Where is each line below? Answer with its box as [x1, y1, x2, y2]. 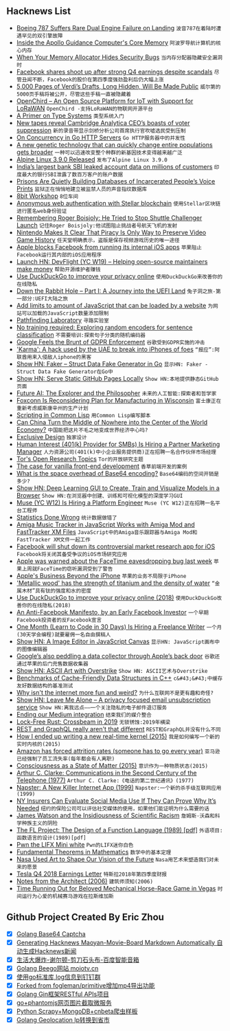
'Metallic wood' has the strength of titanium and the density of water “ [16, 579, 216, 587]
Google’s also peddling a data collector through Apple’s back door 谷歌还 [16, 652, 220, 660]
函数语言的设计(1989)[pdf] [16, 834, 87, 841]
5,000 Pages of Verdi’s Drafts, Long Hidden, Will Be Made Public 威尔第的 [16, 82, 221, 90]
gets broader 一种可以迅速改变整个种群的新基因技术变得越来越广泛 [16, 148, 183, 156]
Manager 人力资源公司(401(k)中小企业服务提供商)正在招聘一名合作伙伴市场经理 [16, 447, 217, 456]
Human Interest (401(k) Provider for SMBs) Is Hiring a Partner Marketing [16, 440, 220, 448]
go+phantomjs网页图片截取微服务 [16, 999, 112, 1007]
